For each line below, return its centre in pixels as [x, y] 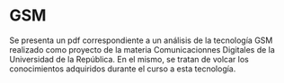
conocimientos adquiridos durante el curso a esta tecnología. [123, 69]
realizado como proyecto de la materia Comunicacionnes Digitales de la [142, 49]
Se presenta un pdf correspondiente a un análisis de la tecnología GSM [141, 40]
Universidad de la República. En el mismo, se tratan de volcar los [129, 59]
